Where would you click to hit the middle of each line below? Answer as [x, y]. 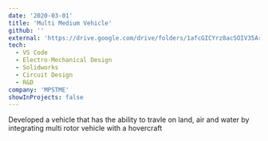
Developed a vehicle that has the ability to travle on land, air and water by [129, 119]
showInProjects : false [46, 97]
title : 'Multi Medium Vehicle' [60, 23]
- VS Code [32, 53]
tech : [17, 45]
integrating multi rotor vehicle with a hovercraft [85, 128]
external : [25, 38]
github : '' [26, 30]
